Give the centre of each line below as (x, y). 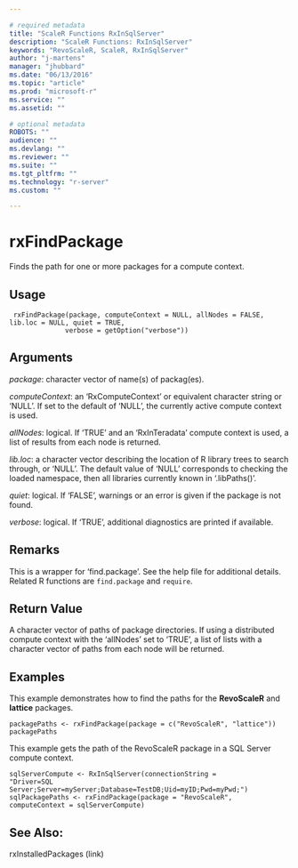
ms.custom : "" (36, 190)
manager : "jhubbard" (48, 67)
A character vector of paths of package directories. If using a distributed (142, 630)
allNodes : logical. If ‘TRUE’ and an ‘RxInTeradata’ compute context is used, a (149, 432)
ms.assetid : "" (37, 108)
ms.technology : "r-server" (59, 182)
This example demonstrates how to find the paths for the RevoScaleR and (145, 698)
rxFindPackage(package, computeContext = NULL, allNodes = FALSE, (139, 315)
